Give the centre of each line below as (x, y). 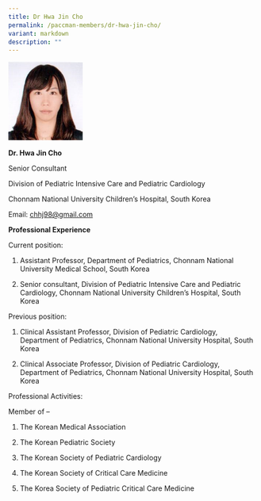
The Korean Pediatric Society (67, 442)
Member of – (29, 411)
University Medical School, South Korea (84, 269)
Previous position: (38, 316)
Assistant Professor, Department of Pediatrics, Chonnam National (127, 261)
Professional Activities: (46, 396)
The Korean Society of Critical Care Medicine (94, 473)
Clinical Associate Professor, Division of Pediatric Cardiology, (120, 364)
